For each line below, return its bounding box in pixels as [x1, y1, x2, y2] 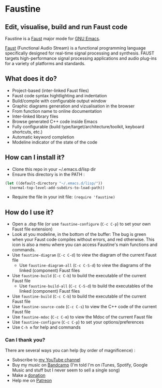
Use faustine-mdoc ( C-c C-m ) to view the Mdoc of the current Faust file [12, 314, 153, 320]
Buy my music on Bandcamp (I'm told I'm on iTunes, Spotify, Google [12, 362, 148, 368]
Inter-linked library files [12, 113, 59, 119]
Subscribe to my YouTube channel [12, 357, 81, 363]
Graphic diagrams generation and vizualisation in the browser [12, 103, 135, 109]
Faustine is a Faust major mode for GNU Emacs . [5, 35, 101, 41]
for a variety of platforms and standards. [5, 61, 86, 66]
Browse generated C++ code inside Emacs [12, 118, 98, 124]
